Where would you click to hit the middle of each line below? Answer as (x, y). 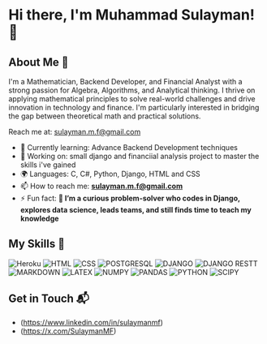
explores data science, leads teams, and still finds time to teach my (136, 210)
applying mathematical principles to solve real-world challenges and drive (132, 99)
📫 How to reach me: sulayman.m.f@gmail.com (101, 186)
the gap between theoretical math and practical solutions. (105, 116)
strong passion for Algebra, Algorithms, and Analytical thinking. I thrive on (132, 90)
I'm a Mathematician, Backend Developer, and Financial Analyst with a (125, 82)
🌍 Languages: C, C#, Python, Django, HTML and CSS (110, 174)
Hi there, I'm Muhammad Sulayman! (132, 15)
